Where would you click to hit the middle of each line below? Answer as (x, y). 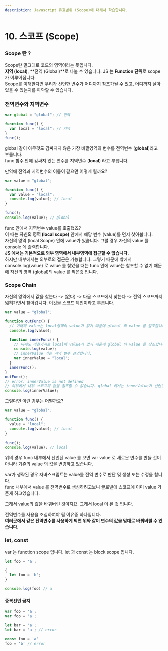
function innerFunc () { (34, 340)
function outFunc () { (28, 321)
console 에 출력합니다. (27, 247)
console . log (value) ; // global (38, 218)
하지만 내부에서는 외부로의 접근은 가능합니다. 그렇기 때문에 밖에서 (69, 259)
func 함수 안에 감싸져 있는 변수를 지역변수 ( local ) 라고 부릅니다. (67, 160)
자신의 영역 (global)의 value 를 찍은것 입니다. (54, 272)
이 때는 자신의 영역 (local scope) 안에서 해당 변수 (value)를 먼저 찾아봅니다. (79, 234)
